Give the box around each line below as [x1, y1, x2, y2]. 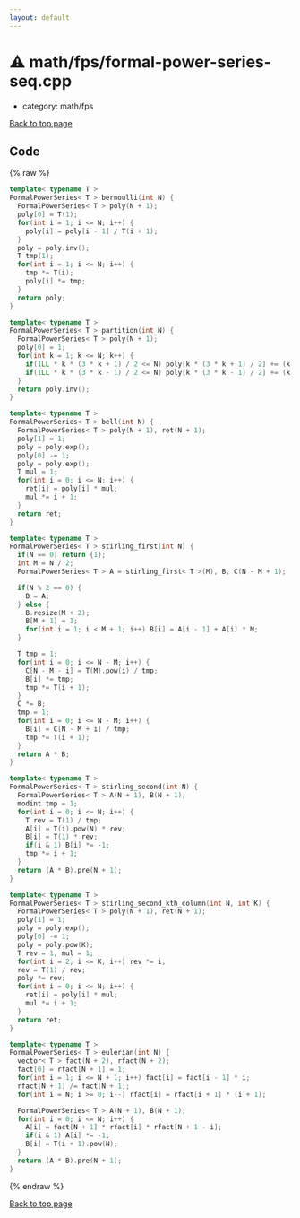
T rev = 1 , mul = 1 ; [17, 948, 94, 958]
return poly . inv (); [17, 385, 90, 394]
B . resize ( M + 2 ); [25, 608, 90, 617]
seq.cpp [9, 71, 73, 91]
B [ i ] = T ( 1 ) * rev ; [25, 832, 99, 841]
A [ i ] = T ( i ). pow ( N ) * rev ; [25, 824, 126, 833]
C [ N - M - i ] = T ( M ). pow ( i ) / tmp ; [25, 666, 159, 675]
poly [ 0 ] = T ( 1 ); [17, 210, 78, 219]
